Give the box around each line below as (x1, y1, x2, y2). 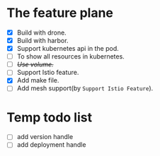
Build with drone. (16, 28, 67, 37)
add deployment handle (16, 140, 86, 149)
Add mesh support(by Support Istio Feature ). (16, 84, 154, 92)
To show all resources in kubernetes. (16, 52, 125, 61)
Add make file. (16, 76, 59, 85)
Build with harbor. (16, 37, 69, 44)
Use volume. (16, 60, 54, 68)
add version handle (16, 133, 74, 141)
